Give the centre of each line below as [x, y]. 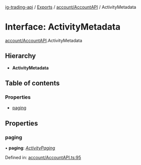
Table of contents [32, 83]
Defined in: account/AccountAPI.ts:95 [43, 158]
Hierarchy [21, 56]
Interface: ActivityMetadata [63, 27]
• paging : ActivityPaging [30, 148]
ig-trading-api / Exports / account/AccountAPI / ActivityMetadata [70, 7]
